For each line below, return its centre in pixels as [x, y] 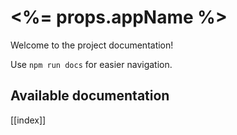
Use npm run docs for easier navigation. [91, 64]
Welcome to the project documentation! [92, 45]
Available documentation [90, 96]
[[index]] [28, 120]
